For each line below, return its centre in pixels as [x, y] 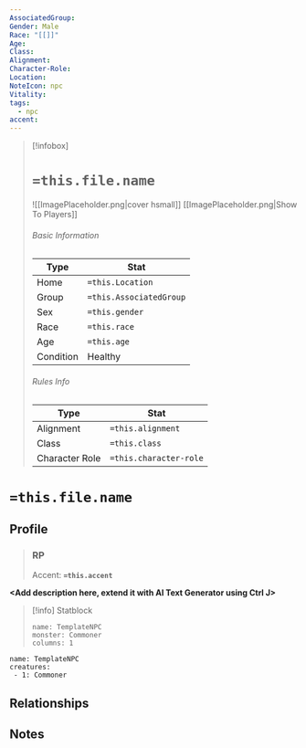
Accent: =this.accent [72, 575]
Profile [29, 529]
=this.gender [116, 312]
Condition [58, 357]
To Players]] [54, 215]
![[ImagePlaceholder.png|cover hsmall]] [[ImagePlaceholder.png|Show [164, 205]
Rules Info [51, 381]
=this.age [109, 342]
